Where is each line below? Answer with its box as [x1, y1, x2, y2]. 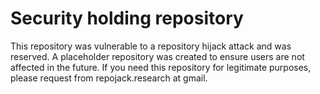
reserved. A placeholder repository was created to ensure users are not [10, 50, 305, 62]
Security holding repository [10, 7, 244, 30]
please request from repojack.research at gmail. [10, 72, 208, 84]
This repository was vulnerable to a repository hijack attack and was [10, 40, 292, 52]
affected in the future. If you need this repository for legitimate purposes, [10, 61, 312, 73]
